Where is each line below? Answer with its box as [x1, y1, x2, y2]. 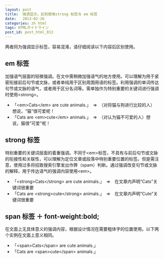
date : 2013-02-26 [5, 16, 45, 21]
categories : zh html [5, 20, 47, 26]
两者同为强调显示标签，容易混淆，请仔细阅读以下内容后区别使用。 [5, 44, 138, 49]
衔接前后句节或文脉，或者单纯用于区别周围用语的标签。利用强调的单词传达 [9, 79, 159, 85]
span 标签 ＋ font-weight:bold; [5, 213, 100, 221]
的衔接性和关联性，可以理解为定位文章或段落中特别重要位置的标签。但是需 [5, 156, 155, 161]
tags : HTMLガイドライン [5, 25, 49, 30]
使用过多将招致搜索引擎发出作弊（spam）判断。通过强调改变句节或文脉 [13, 162, 158, 168]
